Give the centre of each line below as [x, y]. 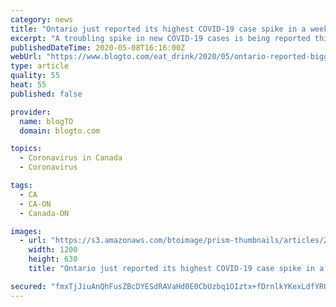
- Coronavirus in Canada [71, 158]
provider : [31, 112]
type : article [40, 66]
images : [26, 231]
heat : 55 [28, 85]
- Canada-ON [44, 213]
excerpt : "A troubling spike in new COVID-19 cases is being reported [160, 38]
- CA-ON [35, 204]
